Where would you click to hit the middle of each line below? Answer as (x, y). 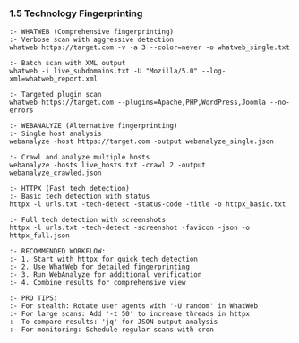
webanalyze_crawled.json (56, 173)
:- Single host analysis (56, 134)
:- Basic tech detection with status (80, 197)
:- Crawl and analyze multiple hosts (80, 158)
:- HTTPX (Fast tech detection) (69, 189)
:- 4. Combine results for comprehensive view (98, 283)
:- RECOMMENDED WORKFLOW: (57, 252)
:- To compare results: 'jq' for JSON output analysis (114, 322)
